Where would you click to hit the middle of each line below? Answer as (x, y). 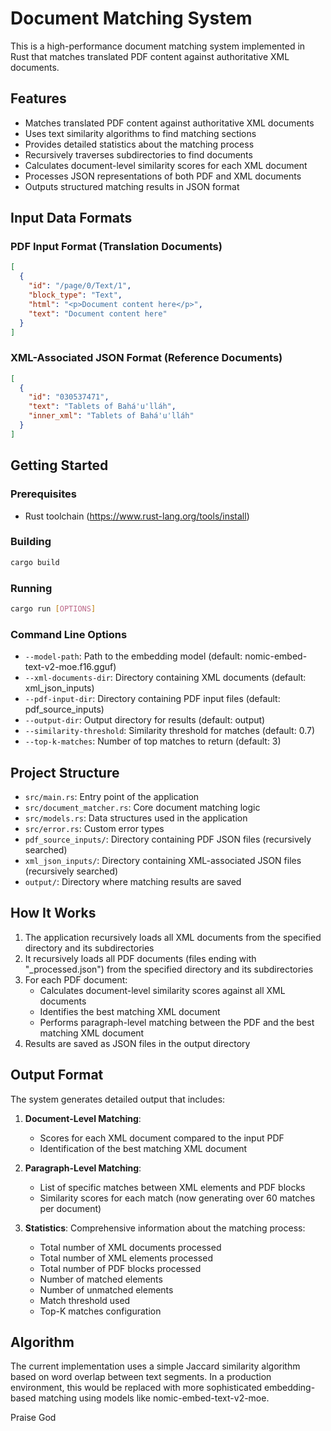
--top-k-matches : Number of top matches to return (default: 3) (153, 741)
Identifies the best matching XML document (130, 1011)
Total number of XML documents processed (130, 1247)
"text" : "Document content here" (98, 313)
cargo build (35, 562)
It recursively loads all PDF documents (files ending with (140, 958)
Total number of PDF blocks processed (120, 1268)
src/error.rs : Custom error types (94, 828)
